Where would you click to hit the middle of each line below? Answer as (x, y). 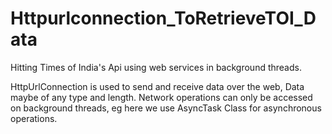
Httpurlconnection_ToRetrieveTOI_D (163, 18)
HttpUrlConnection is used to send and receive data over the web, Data (157, 86)
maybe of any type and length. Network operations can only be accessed (161, 97)
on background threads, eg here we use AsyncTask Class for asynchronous (166, 108)
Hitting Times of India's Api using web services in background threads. (156, 67)
